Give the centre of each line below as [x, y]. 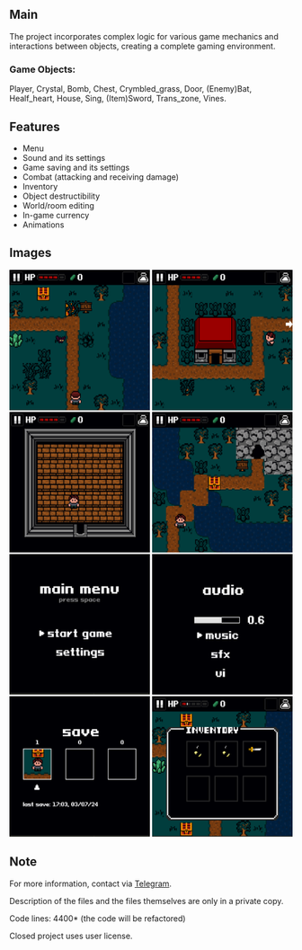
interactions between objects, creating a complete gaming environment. [142, 46]
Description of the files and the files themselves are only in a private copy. [147, 901]
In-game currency [56, 215]
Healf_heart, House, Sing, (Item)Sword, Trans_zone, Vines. [118, 99]
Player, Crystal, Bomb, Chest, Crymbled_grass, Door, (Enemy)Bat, [131, 89]
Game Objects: [43, 69]
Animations [43, 225]
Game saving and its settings [76, 167]
